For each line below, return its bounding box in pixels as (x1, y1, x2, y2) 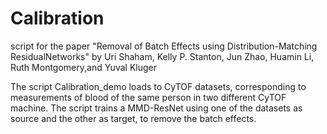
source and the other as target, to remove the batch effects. (10, 112, 257, 124)
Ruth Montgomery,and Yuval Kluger (10, 61, 157, 73)
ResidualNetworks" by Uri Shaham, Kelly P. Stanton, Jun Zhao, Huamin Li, (10, 50, 315, 62)
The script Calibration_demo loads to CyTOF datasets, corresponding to (10, 80, 307, 92)
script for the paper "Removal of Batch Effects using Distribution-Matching (10, 40, 318, 52)
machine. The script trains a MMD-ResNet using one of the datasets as (10, 102, 303, 114)
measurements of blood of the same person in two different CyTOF (10, 91, 287, 103)
